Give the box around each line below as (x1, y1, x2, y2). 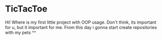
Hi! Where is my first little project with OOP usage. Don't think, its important (5, 19, 157, 25)
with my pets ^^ (5, 29, 37, 35)
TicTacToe (5, 3, 48, 14)
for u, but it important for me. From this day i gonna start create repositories (5, 24, 157, 30)
